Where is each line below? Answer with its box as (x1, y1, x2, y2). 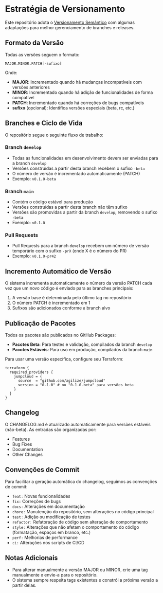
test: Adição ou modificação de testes (12, 514, 91, 520)
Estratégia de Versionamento (5, 3, 126, 15)
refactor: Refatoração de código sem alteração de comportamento (12, 519, 148, 525)
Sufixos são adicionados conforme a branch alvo (12, 305, 110, 311)
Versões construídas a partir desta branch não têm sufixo (12, 204, 127, 210)
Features (12, 436, 30, 442)
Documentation (12, 446, 43, 452)
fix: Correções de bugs (12, 498, 61, 504)
